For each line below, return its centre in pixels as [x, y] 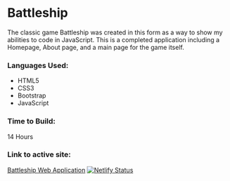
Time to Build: [32, 121]
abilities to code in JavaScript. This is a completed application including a [114, 39]
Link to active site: [39, 154]
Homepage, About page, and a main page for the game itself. [96, 47]
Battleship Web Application [46, 170]
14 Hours [20, 136]
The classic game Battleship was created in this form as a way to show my [115, 32]
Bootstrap [32, 95]
